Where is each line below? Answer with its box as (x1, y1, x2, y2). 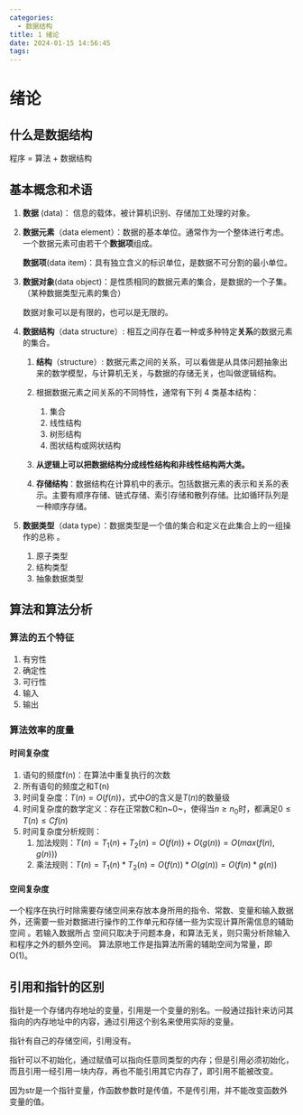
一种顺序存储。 (35, 500, 92, 511)
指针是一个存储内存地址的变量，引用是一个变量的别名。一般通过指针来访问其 (9, 1005, 294, 1016)
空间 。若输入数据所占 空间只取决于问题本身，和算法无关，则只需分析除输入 (9, 927, 290, 939)
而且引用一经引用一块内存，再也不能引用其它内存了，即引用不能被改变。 (9, 1066, 278, 1077)
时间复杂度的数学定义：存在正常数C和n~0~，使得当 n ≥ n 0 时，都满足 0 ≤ (22, 803, 291, 816)
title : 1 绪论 (9, 30, 60, 39)
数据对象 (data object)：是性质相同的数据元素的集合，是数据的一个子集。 (22, 276, 291, 287)
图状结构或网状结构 (49, 440, 122, 451)
